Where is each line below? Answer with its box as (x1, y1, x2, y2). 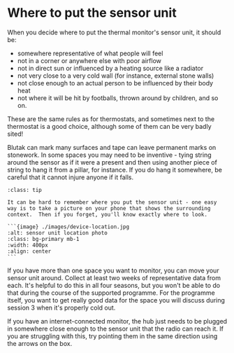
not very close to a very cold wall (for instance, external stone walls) (17, 71, 214, 80)
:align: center (7, 247, 52, 255)
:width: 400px (7, 242, 49, 249)
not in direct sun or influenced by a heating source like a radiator (17, 64, 204, 72)
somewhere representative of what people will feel (17, 49, 163, 57)
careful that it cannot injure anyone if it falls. (7, 173, 134, 181)
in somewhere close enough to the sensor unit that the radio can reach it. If (7, 324, 224, 333)
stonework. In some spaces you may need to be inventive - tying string (7, 151, 212, 159)
